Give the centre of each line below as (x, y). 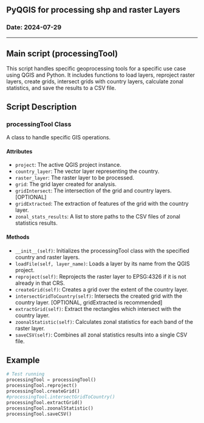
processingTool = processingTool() (51, 380)
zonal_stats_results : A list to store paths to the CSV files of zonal (97, 217)
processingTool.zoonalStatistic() (50, 408)
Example (23, 360)
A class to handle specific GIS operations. (59, 138)
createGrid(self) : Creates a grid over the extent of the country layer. (102, 289)
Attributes (19, 151)
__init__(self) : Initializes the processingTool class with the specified (102, 250)
